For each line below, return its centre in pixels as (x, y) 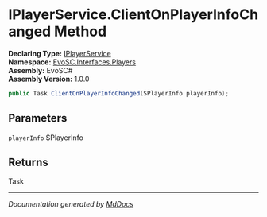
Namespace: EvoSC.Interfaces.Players (72, 62)
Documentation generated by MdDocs (71, 204)
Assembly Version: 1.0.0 (49, 79)
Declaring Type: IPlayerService (60, 53)
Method (81, 31)
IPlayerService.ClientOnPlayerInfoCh (133, 15)
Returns (29, 163)
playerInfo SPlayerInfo (46, 138)
